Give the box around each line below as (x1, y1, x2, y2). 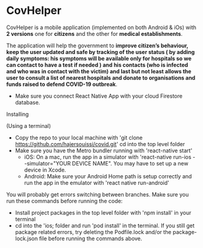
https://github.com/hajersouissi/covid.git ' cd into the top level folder (15, 140, 185, 147)
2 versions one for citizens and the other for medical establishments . (6, 30, 183, 37)
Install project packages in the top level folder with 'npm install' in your (15, 209, 191, 216)
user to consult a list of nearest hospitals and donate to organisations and (6, 74, 196, 81)
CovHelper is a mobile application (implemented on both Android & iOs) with (6, 24, 197, 31)
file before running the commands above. (39, 235, 142, 242)
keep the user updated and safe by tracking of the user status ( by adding (6, 48, 195, 55)
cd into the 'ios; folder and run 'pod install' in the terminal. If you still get (15, 222, 195, 229)
